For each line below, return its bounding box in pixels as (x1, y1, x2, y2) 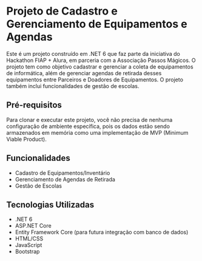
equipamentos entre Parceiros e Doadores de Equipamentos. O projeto (6, 76, 184, 83)
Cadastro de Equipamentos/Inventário (15, 169, 110, 177)
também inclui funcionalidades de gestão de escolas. (6, 82, 140, 89)
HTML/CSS (15, 235, 44, 242)
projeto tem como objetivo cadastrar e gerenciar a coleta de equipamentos (6, 63, 194, 70)
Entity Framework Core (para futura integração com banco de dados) (15, 229, 189, 236)
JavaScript (15, 242, 42, 249)
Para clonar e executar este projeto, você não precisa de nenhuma (6, 116, 173, 123)
